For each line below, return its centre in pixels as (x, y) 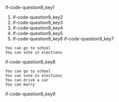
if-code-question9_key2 (38, 17)
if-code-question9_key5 (38, 33)
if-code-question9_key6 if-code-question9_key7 (63, 39)
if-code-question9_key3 (38, 23)
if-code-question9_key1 (30, 7)
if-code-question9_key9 (30, 94)
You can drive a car (27, 80)
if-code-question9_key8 (30, 62)
